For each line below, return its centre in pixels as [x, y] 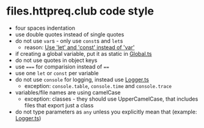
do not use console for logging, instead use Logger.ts [82, 79]
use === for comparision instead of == [62, 66]
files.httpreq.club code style [80, 11]
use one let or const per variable [57, 73]
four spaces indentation [45, 28]
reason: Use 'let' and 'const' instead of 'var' [79, 47]
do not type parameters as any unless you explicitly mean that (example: [106, 112]
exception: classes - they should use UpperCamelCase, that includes [111, 99]
